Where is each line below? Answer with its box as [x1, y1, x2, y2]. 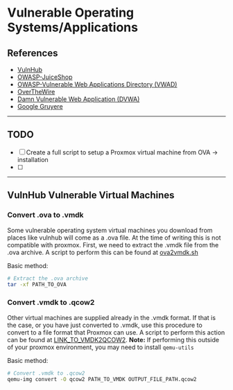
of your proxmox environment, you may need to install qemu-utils [7, 343, 194, 351]
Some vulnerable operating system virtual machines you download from [7, 226, 213, 234]
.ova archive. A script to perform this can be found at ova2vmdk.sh [7, 248, 199, 256]
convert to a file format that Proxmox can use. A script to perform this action [7, 328, 225, 337]
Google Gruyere [17, 103, 64, 110]
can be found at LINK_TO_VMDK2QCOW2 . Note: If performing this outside [7, 335, 220, 344]
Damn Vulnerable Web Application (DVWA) [17, 95, 140, 103]
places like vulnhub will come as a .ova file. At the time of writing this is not [7, 233, 221, 242]
